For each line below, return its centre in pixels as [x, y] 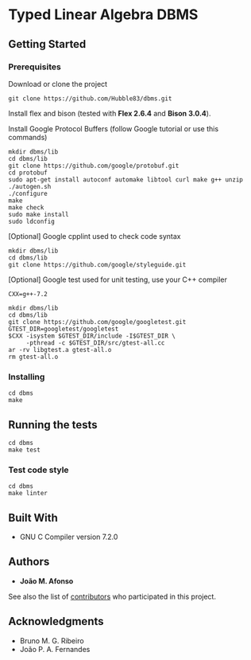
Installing [27, 377]
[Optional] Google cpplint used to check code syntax [95, 236]
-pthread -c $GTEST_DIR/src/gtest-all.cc [95, 343]
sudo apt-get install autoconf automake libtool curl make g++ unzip [126, 180]
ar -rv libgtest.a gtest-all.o [60, 350]
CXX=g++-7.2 [28, 294]
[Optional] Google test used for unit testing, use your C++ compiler [118, 279]
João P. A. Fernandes [55, 649]
